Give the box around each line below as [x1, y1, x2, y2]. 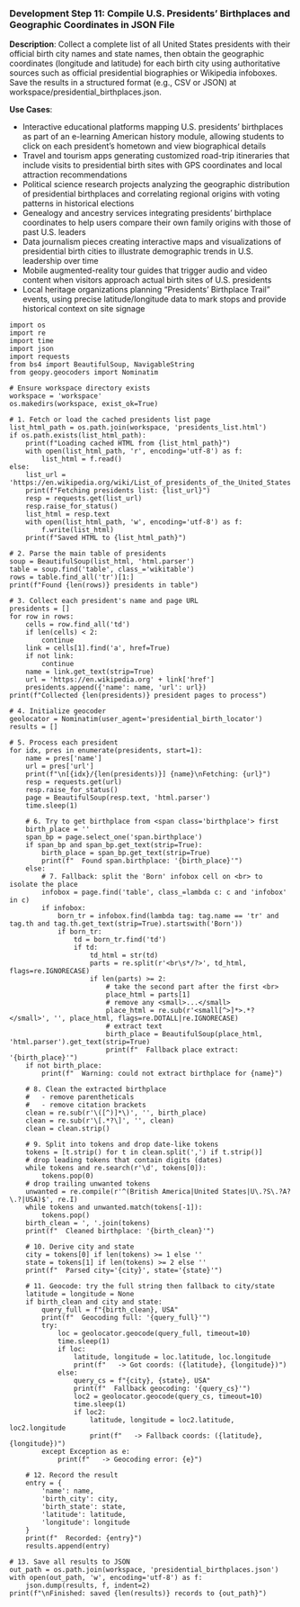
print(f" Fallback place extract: [105, 1045, 240, 1055]
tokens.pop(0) [41, 1171, 94, 1181]
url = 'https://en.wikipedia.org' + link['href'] [25, 675, 216, 684]
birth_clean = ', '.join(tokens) [25, 1219, 151, 1228]
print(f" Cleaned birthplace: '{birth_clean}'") [25, 1227, 216, 1236]
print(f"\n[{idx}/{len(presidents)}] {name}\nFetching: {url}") [25, 770, 271, 779]
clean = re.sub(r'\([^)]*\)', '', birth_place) [25, 1108, 207, 1118]
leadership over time [22, 256, 99, 266]
